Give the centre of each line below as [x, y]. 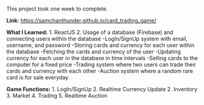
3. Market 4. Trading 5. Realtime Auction [57, 96]
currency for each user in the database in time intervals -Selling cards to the [102, 58]
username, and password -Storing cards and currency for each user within [100, 45]
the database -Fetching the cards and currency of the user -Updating [94, 52]
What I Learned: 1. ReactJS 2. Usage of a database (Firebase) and [90, 32]
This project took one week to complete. [57, 9]
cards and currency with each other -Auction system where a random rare [100, 71]
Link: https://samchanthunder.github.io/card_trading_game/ [82, 20]
